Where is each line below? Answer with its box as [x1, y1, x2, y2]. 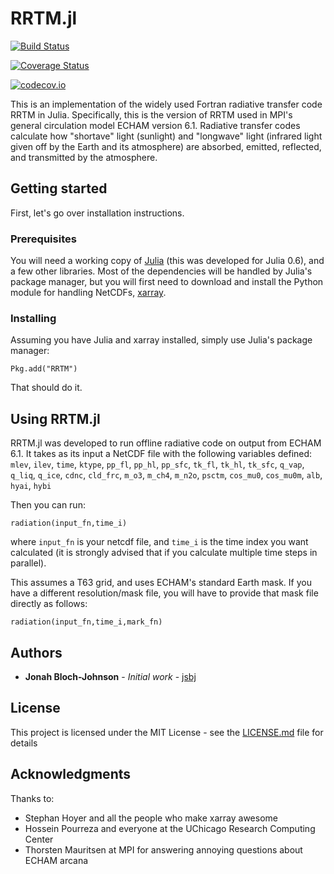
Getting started [10, 180, 108, 197]
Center [24, 833, 54, 845]
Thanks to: [10, 792, 55, 804]
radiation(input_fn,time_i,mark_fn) [10, 617, 163, 627]
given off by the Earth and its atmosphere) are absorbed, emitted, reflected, [10, 140, 322, 152]
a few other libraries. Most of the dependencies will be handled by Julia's [10, 265, 313, 277]
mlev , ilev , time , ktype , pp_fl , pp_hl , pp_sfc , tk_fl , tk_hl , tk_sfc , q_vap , [10, 458, 305, 471]
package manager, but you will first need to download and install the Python [10, 276, 324, 288]
